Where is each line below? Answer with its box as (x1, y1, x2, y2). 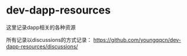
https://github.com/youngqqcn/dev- (93, 36, 182, 43)
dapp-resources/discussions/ (6, 42, 78, 50)
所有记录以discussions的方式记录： (6, 36, 92, 43)
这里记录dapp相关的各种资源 (6, 24, 76, 31)
